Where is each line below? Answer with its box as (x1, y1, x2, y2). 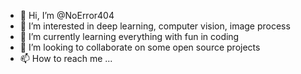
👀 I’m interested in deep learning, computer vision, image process (19, 20, 291, 32)
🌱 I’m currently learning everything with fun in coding (19, 31, 240, 42)
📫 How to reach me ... (19, 53, 113, 64)
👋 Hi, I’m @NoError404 (19, 10, 115, 21)
